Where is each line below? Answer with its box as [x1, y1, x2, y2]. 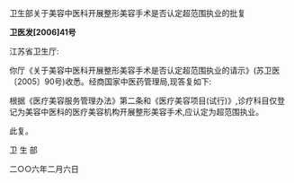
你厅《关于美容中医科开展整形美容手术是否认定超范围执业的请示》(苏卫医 [9, 65, 281, 75]
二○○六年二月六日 [9, 164, 79, 174]
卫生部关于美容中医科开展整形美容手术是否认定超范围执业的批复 [9, 8, 245, 18]
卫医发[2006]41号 [9, 27, 76, 38]
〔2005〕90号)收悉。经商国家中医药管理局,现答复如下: [9, 76, 212, 87]
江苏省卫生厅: [9, 46, 60, 57]
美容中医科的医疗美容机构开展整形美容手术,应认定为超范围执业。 [24, 107, 264, 117]
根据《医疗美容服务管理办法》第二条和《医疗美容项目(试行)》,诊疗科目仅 [9, 95, 278, 106]
